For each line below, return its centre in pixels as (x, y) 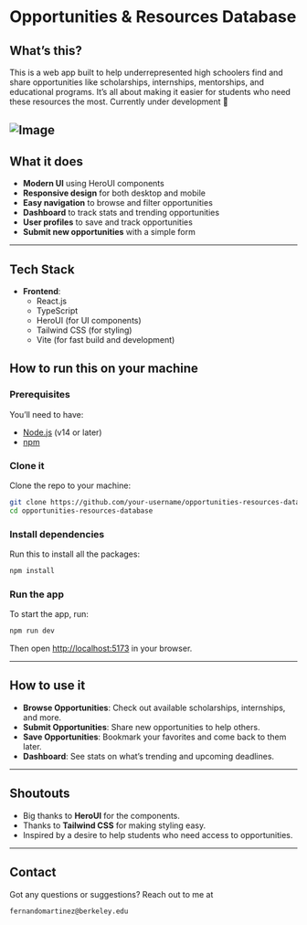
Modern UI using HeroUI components (93, 184)
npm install (32, 571)
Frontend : (42, 292)
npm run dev (32, 631)
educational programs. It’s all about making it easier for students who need (150, 92)
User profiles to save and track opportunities (108, 222)
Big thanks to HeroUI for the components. (101, 815)
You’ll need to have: (47, 414)
